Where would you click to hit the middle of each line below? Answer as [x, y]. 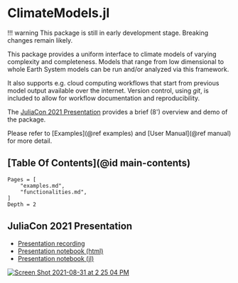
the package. [27, 119]
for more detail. [30, 141]
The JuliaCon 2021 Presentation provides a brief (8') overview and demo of [118, 112]
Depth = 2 [22, 204]
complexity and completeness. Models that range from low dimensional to [116, 61]
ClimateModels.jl [59, 13]
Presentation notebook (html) [60, 251]
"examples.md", [43, 186]
